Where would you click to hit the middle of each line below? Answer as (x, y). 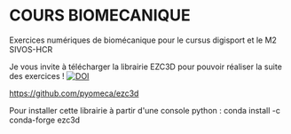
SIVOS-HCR (31, 49)
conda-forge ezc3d (45, 120)
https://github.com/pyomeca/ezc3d (74, 93)
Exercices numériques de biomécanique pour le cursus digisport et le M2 (143, 40)
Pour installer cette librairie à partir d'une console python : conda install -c (145, 110)
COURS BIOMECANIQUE (100, 16)
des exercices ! (37, 75)
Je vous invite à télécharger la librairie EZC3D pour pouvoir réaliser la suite (145, 67)
